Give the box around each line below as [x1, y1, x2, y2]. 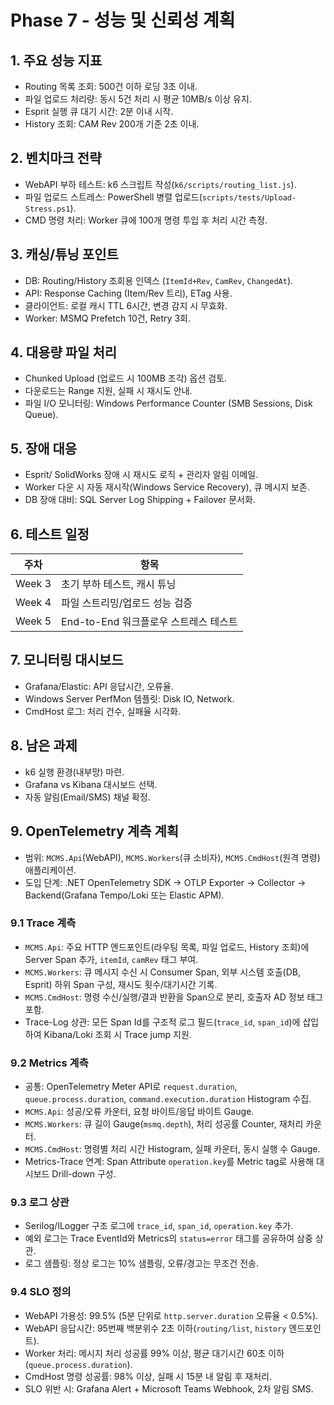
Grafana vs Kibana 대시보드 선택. [24, 778, 158, 790]
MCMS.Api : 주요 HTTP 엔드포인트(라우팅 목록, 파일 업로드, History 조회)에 [24, 941, 310, 953]
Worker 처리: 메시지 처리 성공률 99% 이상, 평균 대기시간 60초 [24, 1347, 267, 1359]
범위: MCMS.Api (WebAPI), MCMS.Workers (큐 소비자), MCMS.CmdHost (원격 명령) [24, 851, 321, 863]
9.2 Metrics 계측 [10, 1056, 89, 1070]
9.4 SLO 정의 [10, 1285, 72, 1299]
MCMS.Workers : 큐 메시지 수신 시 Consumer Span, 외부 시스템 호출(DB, [24, 966, 302, 978]
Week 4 [15, 596, 52, 610]
